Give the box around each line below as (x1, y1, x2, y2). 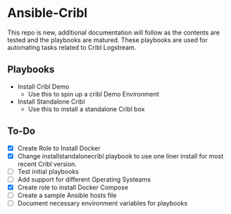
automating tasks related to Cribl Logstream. (7, 43, 137, 51)
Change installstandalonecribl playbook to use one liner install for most (17, 151, 224, 160)
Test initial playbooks (17, 167, 79, 175)
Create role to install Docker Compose (17, 183, 129, 191)
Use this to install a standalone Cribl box (27, 104, 145, 113)
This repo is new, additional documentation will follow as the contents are (7, 28, 220, 37)
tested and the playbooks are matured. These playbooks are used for (7, 35, 208, 44)
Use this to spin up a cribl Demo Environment (27, 89, 160, 98)
